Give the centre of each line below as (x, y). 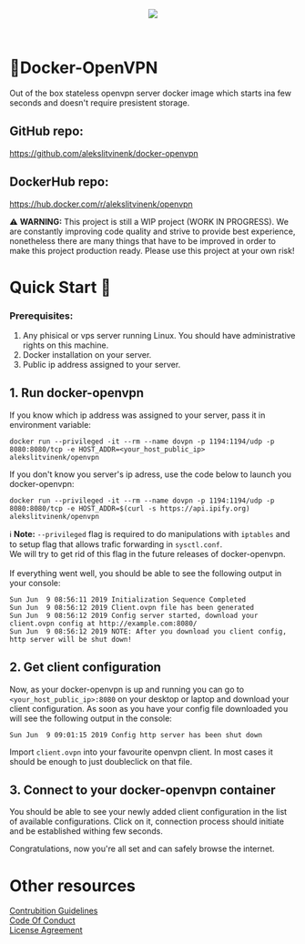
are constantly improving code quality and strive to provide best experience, (152, 231)
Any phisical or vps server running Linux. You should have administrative (159, 336)
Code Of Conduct (42, 920)
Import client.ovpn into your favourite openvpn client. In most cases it (141, 752)
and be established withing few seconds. (86, 831)
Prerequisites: (41, 316)
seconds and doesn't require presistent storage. (100, 102)
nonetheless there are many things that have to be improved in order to (142, 240)
